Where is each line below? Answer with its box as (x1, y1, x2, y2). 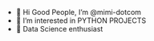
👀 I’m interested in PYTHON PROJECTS (15, 16, 147, 25)
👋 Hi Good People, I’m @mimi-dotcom (15, 8, 142, 17)
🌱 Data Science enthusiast (15, 24, 103, 33)
